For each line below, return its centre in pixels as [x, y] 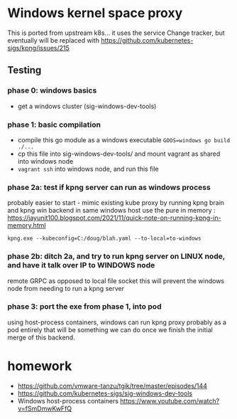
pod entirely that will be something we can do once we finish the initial [110, 329]
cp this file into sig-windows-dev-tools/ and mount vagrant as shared [119, 154]
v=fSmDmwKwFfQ [45, 408]
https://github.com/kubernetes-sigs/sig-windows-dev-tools [105, 393]
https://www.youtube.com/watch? [170, 401]
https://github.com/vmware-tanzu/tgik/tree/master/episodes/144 [112, 386]
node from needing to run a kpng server [66, 288]
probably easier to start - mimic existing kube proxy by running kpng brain [116, 203]
